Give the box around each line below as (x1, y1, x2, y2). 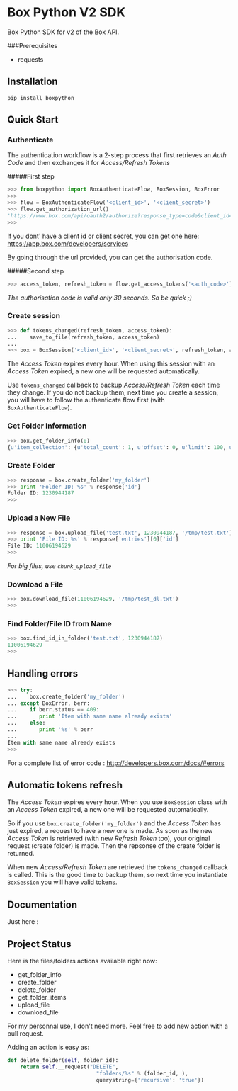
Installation (7, 76, 58, 88)
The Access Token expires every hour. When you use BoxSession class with (7, 798, 227, 806)
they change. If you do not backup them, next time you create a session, (7, 388, 219, 397)
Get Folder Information (7, 421, 87, 431)
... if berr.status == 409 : (7, 706, 100, 713)
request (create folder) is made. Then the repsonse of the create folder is (7, 842, 221, 850)
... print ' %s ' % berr (7, 726, 93, 733)
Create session (7, 311, 61, 321)
